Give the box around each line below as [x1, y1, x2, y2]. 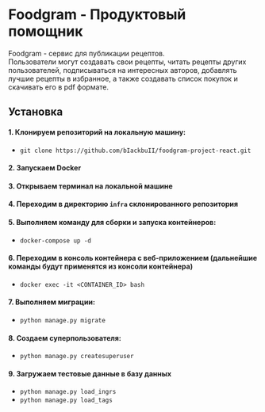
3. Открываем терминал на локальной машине [8, 181, 173, 191]
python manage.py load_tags [19, 396, 113, 405]
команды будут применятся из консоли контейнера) [8, 261, 193, 271]
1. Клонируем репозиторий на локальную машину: [8, 127, 186, 136]
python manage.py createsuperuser [19, 353, 134, 360]
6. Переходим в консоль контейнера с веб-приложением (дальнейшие [8, 254, 258, 263]
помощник [8, 22, 83, 40]
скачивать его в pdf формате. [8, 82, 109, 92]
